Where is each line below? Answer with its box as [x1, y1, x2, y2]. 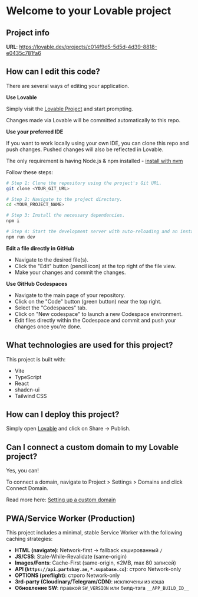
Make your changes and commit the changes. [14, 269, 126, 276]
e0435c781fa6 [6, 50, 41, 57]
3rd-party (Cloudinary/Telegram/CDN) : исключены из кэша [14, 578, 164, 585]
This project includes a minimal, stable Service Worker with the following [6, 529, 183, 536]
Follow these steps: [6, 168, 53, 175]
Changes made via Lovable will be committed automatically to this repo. [6, 116, 181, 123]
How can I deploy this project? [6, 409, 120, 420]
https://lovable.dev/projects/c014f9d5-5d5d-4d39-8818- [19, 43, 157, 50]
